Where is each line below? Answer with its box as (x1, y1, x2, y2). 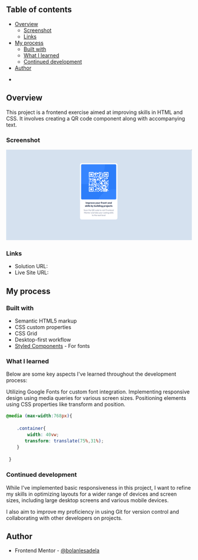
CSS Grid (14, 330, 37, 337)
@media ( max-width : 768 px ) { (6, 413, 72, 419)
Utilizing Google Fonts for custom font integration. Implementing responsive (6, 388, 190, 395)
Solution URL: (14, 263, 48, 270)
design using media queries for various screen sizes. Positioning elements (6, 395, 187, 402)
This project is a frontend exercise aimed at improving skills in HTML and (6, 109, 183, 116)
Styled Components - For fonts (14, 343, 90, 350)
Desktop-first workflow (14, 336, 71, 343)
